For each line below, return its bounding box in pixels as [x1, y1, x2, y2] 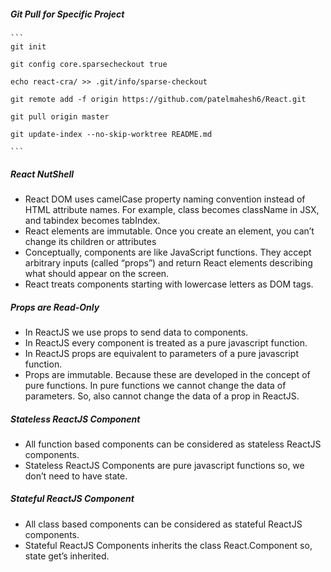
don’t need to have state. [24, 470, 128, 482]
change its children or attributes [24, 235, 157, 247]
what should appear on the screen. [24, 267, 170, 279]
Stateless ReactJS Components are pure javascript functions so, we [24, 459, 305, 471]
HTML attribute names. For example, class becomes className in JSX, [24, 203, 320, 215]
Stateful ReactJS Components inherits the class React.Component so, [24, 539, 313, 551]
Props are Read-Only [10, 301, 100, 313]
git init [10, 41, 47, 52]
